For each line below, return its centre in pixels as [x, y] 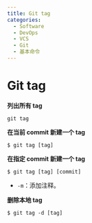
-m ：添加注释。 [38, 185]
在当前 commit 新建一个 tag [46, 132]
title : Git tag [29, 13]
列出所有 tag [25, 105]
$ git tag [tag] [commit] [44, 172]
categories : [24, 20]
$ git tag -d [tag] [35, 213]
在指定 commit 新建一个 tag [46, 159]
